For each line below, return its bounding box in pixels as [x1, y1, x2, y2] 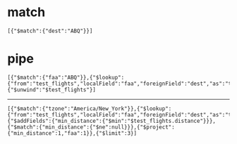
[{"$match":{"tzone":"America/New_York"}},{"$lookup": [7, 105, 172, 112]
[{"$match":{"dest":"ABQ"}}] [7, 27, 93, 34]
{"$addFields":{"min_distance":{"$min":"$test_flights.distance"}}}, [7, 117, 217, 124]
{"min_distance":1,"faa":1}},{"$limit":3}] [7, 129, 138, 137]
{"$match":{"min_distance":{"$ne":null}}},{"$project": [7, 124, 175, 131]
